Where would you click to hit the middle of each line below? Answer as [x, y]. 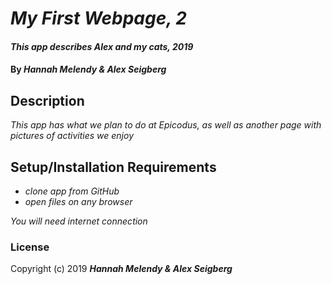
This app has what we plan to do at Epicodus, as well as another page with [166, 125]
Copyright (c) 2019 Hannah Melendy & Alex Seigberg [121, 269]
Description [47, 100]
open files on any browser [78, 201]
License [30, 247]
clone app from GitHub [72, 191]
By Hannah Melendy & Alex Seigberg [88, 69]
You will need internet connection [79, 221]
